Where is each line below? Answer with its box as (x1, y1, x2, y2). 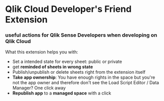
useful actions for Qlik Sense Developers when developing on (5, 32, 158, 39)
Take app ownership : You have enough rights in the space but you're (12, 74, 156, 80)
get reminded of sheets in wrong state (12, 64, 93, 70)
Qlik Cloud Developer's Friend (5, 3, 132, 15)
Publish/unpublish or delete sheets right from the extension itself (12, 69, 146, 75)
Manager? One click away (12, 85, 66, 91)
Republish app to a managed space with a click (12, 90, 111, 96)
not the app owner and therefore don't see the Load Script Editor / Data (12, 80, 160, 86)
